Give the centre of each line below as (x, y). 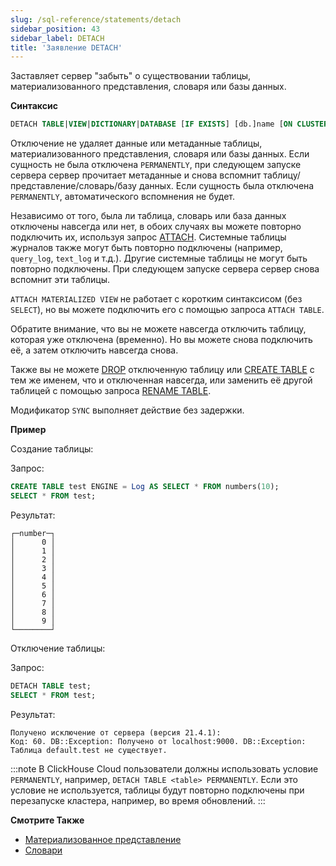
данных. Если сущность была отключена (226, 186)
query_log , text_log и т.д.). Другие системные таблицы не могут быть (159, 258)
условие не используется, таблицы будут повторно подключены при (157, 790)
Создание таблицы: (52, 449)
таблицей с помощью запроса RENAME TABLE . (111, 391)
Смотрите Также (47, 820)
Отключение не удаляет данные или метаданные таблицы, (136, 143)
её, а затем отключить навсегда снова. (94, 350)
